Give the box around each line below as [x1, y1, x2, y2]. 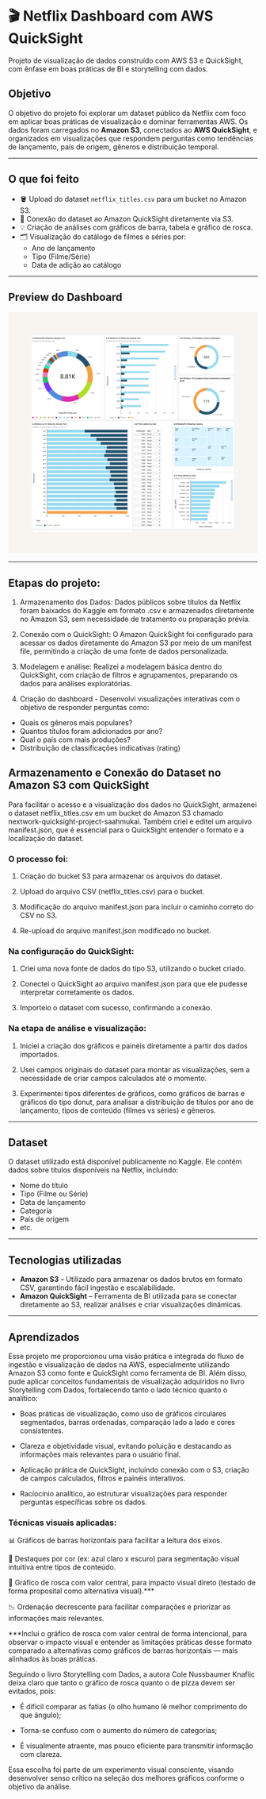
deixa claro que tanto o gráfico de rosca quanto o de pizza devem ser [8, 1678, 236, 1688]
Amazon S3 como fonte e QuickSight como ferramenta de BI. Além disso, [8, 1369, 248, 1378]
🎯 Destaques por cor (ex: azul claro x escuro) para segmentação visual [8, 1554, 240, 1564]
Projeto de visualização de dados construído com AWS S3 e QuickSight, [8, 56, 244, 65]
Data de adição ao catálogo [31, 260, 122, 269]
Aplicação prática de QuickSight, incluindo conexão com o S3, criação [19, 1465, 249, 1475]
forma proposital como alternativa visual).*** [8, 1586, 154, 1596]
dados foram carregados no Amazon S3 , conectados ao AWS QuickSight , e [8, 125, 257, 134]
